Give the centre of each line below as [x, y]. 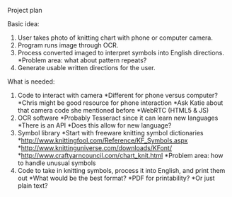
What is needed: [31, 81]
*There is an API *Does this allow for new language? [94, 125]
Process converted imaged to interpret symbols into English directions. [121, 53]
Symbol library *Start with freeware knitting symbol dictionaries [110, 133]
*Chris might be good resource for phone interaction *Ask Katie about [120, 103]
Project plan [25, 10]
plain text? [33, 186]
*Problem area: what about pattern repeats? [82, 60]
